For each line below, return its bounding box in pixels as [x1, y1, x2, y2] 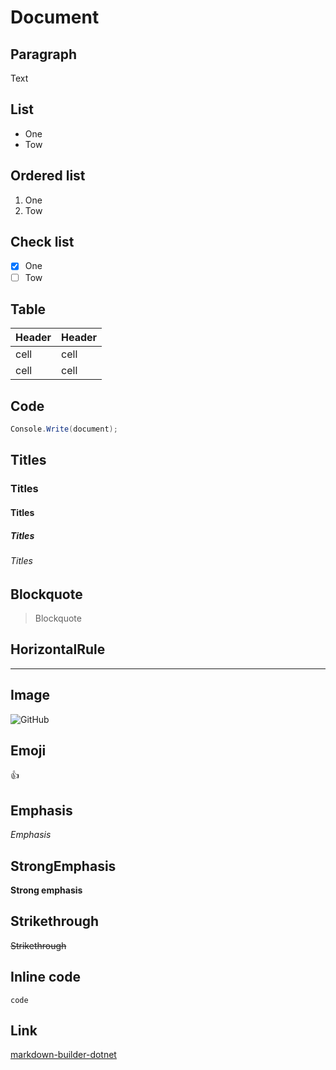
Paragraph [10, 46, 78, 63]
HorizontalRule [10, 641, 106, 658]
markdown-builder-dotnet [10, 1049, 117, 1061]
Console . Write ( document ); [10, 424, 118, 435]
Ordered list [10, 167, 86, 185]
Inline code [10, 969, 81, 986]
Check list [10, 234, 75, 251]
